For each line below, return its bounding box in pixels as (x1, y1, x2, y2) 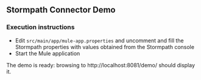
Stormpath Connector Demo (6, 5, 116, 15)
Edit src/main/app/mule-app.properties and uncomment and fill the (15, 36, 184, 44)
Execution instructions (6, 23, 75, 32)
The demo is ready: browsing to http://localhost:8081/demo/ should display (6, 61, 196, 68)
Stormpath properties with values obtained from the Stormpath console (15, 43, 195, 50)
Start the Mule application (15, 50, 80, 57)
